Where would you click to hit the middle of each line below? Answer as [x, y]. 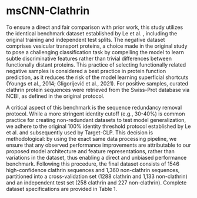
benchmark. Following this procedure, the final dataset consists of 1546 [93, 164]
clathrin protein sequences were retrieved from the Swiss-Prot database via [98, 90]
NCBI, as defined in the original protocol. [55, 96]
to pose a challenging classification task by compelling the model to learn [95, 52]
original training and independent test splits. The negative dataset [86, 39]
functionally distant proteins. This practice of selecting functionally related [96, 65]
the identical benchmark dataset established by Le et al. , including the [92, 33]
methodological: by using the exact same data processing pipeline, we [91, 138]
